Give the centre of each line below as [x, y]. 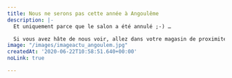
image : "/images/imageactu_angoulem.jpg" [68, 46]
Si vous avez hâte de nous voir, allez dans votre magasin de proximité [120, 39]
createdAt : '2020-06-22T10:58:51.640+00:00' [72, 52]
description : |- [30, 20]
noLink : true [26, 58]
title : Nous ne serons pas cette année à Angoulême [83, 13]
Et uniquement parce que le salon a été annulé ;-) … [92, 26]
